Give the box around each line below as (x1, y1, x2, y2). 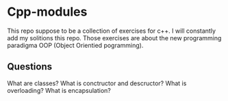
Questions (7, 61, 53, 72)
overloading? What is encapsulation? (7, 86, 111, 94)
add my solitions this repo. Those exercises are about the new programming (7, 33, 222, 42)
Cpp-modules (7, 4, 88, 20)
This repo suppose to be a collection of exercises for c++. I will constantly (7, 27, 216, 35)
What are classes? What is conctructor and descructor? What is (7, 79, 187, 87)
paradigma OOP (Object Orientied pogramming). (7, 41, 144, 49)
